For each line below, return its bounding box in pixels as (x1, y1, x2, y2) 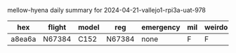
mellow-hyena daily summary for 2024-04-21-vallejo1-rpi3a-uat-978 (7, 6, 206, 14)
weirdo (204, 22, 228, 32)
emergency (141, 22, 181, 32)
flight (48, 22, 67, 32)
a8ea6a (11, 34, 37, 44)
